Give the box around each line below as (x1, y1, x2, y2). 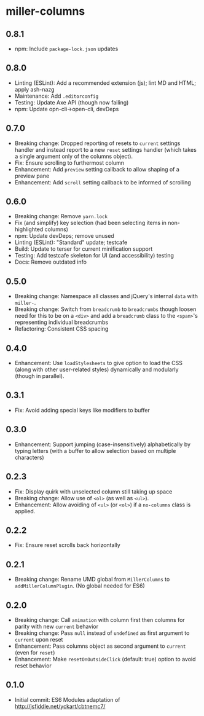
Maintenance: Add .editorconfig (14, 92, 99, 100)
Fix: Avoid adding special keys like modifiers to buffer (14, 406, 150, 414)
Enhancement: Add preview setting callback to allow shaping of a (14, 165, 179, 173)
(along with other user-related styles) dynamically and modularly (14, 366, 179, 373)
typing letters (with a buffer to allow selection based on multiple (14, 447, 176, 454)
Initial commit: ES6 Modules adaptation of (14, 696, 120, 703)
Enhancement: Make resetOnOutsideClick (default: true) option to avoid (14, 655, 196, 663)
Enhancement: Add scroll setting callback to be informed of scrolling (14, 178, 191, 186)
